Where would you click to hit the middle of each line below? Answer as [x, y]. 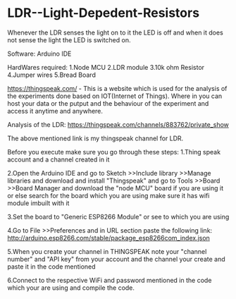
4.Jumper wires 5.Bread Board [52, 75]
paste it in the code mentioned [52, 267]
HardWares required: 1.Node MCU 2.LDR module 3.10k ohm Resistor [106, 67]
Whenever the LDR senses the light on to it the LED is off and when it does [115, 32]
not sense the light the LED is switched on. [69, 39]
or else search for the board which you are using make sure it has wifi [108, 195]
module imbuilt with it [38, 203]
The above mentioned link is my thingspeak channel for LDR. [95, 138]
